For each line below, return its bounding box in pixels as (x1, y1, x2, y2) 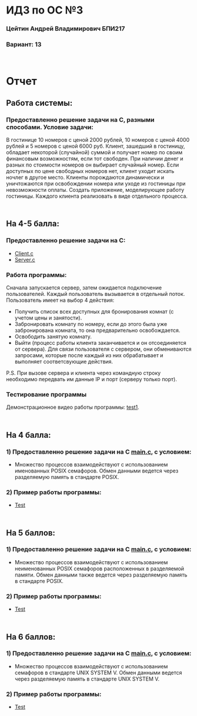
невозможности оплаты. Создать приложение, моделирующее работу (6, 186, 185, 193)
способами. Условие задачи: (6, 123, 94, 131)
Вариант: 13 (6, 41, 42, 49)
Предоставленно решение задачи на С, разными (6, 115, 155, 124)
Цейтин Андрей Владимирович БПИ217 (6, 25, 125, 33)
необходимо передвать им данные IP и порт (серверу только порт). (6, 375, 178, 382)
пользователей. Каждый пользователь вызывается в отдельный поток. (6, 290, 185, 297)
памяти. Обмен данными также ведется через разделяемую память (14, 571, 188, 578)
